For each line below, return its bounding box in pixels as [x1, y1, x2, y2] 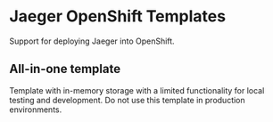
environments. [9, 104, 62, 115]
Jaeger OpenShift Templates [9, 6, 226, 27]
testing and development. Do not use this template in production [9, 94, 245, 105]
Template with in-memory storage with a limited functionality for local [9, 85, 265, 95]
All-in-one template [9, 61, 121, 77]
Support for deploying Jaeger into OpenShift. [9, 36, 176, 46]
